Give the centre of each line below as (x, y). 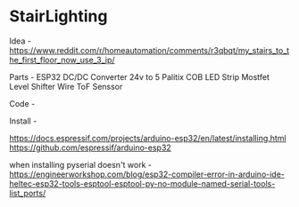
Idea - (20, 41)
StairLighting (58, 16)
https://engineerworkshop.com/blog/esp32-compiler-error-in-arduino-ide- (147, 174)
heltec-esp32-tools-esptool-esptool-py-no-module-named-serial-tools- (142, 183)
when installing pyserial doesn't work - (80, 164)
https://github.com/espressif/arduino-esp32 (90, 147)
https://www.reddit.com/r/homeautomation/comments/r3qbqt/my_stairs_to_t (149, 50)
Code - (22, 103)
